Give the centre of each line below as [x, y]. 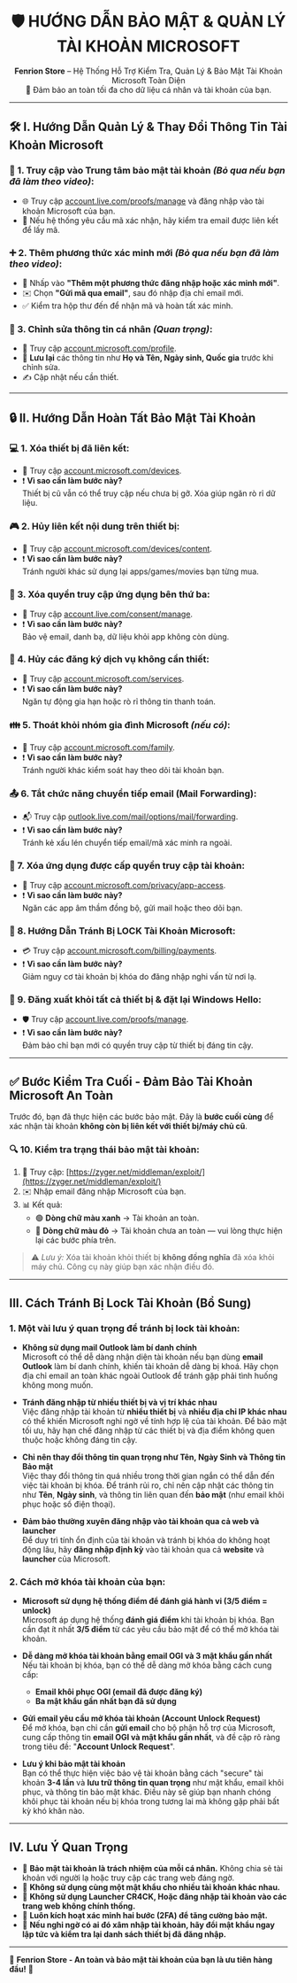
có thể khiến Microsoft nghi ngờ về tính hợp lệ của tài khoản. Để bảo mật [154, 1421]
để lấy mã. [41, 229]
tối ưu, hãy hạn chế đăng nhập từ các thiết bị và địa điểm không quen [148, 1430]
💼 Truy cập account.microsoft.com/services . [103, 678]
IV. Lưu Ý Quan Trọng [69, 1847]
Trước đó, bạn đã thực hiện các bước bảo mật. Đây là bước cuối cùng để [141, 1117]
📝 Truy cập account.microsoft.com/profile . [99, 349]
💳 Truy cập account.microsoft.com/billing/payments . [119, 950]
